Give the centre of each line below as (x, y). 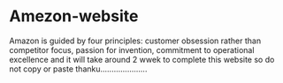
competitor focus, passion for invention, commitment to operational (132, 49)
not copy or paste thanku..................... (78, 69)
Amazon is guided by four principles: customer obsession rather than (135, 41)
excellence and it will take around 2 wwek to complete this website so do (142, 59)
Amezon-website (74, 16)
